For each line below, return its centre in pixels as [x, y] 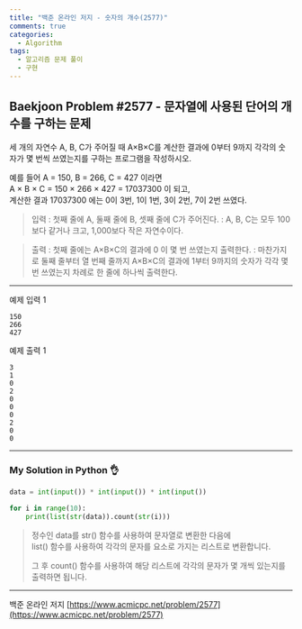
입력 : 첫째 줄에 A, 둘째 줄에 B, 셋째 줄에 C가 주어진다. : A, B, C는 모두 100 [160, 219]
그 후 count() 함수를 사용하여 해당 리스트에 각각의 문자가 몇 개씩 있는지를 [158, 565]
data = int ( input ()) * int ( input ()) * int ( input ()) [108, 492]
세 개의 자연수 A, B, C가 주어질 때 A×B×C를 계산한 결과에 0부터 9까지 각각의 [143, 147]
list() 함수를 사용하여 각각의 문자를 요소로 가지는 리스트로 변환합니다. [151, 546]
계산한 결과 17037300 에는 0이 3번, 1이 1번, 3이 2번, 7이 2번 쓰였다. [128, 200]
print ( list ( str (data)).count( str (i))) [98, 516]
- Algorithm [40, 43]
